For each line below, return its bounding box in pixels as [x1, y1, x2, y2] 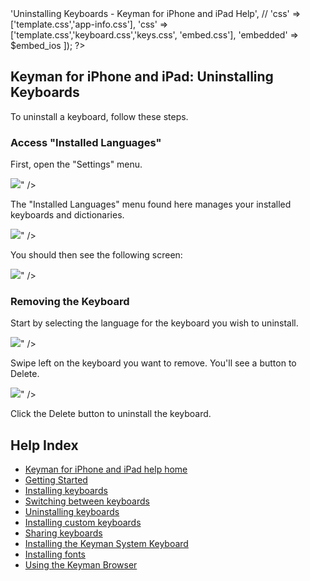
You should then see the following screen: [10, 249, 183, 261]
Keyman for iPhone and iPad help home [24, 463, 188, 476]
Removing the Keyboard [10, 295, 130, 309]
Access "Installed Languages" [10, 135, 162, 149]
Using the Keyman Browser [24, 559, 138, 571]
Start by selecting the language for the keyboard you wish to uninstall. [10, 317, 299, 329]
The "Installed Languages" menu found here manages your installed [10, 198, 292, 211]
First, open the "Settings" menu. [10, 158, 143, 171]
